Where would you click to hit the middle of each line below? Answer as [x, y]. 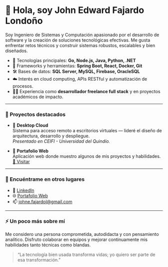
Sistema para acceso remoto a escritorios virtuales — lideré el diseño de [87, 131]
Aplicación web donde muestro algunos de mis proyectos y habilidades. [86, 156]
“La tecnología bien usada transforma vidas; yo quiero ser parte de [86, 254]
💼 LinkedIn [23, 190]
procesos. [23, 86]
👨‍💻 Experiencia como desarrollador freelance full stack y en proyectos [86, 91]
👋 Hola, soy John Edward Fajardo [75, 10]
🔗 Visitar [21, 162]
